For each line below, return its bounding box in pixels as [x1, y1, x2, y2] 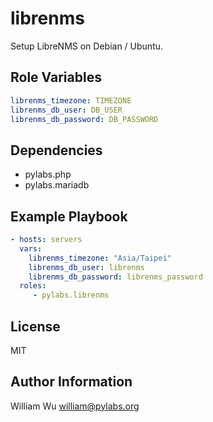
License [10, 318, 61, 335]
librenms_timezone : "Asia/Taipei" [28, 253, 172, 263]
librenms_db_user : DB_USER [10, 105, 123, 115]
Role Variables [10, 69, 102, 86]
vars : [19, 243, 43, 254]
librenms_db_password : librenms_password [28, 272, 203, 282]
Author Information [10, 373, 133, 391]
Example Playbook [10, 208, 128, 225]
